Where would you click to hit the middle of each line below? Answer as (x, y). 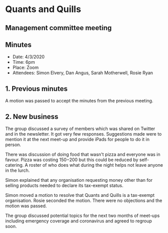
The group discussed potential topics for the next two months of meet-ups (82, 216)
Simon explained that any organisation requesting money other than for (79, 180)
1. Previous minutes (36, 89)
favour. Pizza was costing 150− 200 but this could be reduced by (72, 160)
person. (13, 145)
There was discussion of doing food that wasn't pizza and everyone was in (83, 155)
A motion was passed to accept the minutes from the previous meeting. (79, 101)
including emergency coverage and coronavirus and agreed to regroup (79, 221)
